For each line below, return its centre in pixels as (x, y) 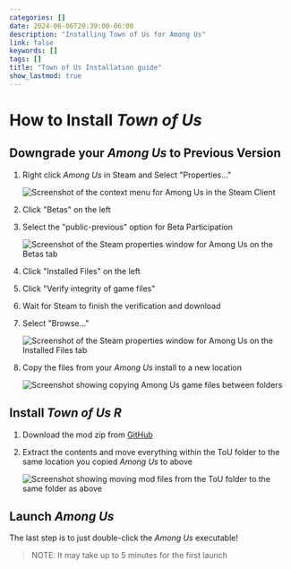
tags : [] (26, 59)
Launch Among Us (62, 516)
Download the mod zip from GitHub (88, 435)
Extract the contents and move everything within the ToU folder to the (151, 452)
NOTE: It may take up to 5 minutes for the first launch (129, 556)
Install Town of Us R (66, 413)
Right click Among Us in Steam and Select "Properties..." (127, 175)
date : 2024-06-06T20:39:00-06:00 (72, 26)
